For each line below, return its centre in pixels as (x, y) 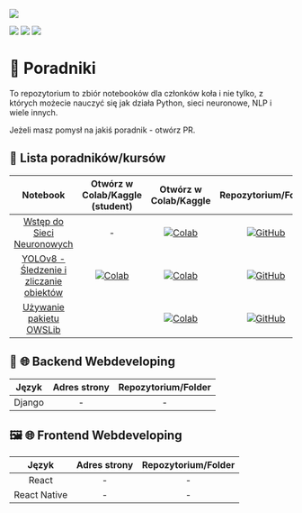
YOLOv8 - (43, 259)
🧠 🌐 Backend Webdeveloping (92, 362)
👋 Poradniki (53, 69)
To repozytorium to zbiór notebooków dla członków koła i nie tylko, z (136, 93)
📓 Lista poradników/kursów (88, 158)
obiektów (44, 292)
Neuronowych (44, 243)
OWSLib (44, 329)
